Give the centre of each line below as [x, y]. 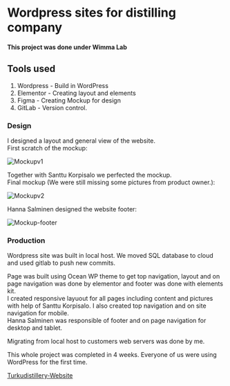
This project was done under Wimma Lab [67, 47]
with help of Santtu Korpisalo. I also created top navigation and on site [107, 306]
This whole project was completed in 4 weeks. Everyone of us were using [112, 355]
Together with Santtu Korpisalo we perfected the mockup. [89, 175]
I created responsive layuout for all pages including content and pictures [110, 299]
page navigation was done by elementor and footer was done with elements [115, 284]
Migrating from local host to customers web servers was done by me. [106, 342]
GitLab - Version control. [52, 107]
